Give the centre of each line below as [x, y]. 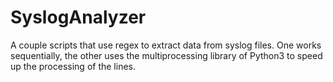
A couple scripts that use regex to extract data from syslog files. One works [166, 45]
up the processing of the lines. [73, 66]
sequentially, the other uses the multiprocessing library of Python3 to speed [166, 55]
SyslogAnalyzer [78, 17]
